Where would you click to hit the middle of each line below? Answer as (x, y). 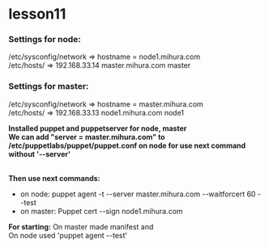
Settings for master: (49, 86)
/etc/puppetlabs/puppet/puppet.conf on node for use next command (127, 145)
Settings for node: (45, 40)
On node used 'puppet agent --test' (68, 235)
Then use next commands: (54, 178)
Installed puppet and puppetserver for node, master (98, 128)
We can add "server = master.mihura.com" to (87, 137)
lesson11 (37, 14)
